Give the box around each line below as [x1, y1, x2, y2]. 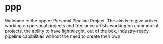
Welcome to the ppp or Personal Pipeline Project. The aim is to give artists [5, 18, 158, 23]
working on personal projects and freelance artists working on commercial [5, 22, 158, 28]
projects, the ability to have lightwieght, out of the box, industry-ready [5, 28, 149, 34]
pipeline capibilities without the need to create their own [5, 33, 121, 39]
